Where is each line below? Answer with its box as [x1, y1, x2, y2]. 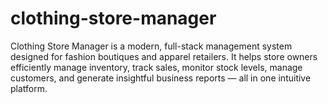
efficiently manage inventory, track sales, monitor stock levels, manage [10, 61, 303, 73]
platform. [10, 82, 48, 94]
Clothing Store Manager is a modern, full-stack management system [10, 40, 293, 52]
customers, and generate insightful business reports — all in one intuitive [10, 72, 312, 84]
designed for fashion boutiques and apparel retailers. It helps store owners [10, 50, 318, 62]
